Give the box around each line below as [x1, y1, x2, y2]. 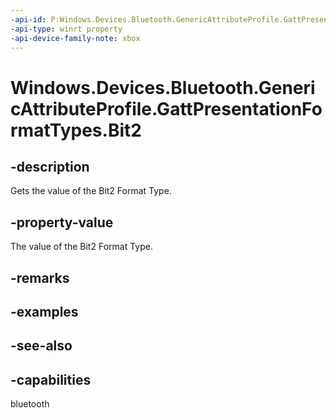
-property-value [10, 214, 114, 231]
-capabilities [10, 371, 92, 388]
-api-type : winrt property [10, 24, 123, 34]
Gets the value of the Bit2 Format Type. [10, 185, 172, 197]
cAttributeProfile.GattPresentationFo [10, 97, 323, 120]
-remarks [10, 269, 70, 286]
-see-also [10, 337, 73, 355]
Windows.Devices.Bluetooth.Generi [10, 76, 316, 99]
